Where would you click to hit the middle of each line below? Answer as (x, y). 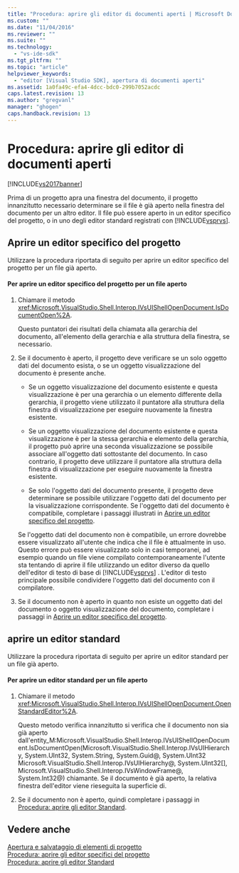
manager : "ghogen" (34, 107)
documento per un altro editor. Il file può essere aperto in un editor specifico (119, 213)
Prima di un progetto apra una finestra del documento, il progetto (102, 198)
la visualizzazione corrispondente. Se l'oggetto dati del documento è (129, 505)
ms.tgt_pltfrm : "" (34, 61)
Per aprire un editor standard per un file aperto (78, 680)
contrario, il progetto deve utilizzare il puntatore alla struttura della (125, 461)
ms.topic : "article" (38, 67)
